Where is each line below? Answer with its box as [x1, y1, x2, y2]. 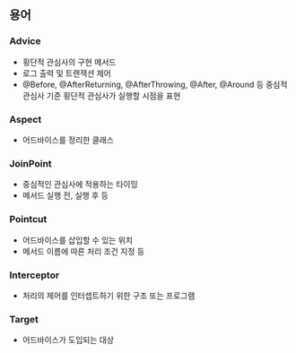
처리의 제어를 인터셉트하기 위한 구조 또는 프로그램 [22, 289, 196, 301]
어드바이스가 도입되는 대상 [22, 334, 115, 346]
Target [9, 313, 39, 325]
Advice [9, 35, 41, 47]
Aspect [9, 113, 42, 125]
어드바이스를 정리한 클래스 [22, 134, 115, 145]
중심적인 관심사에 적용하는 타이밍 [22, 179, 138, 190]
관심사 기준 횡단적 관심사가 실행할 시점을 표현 [22, 90, 181, 100]
